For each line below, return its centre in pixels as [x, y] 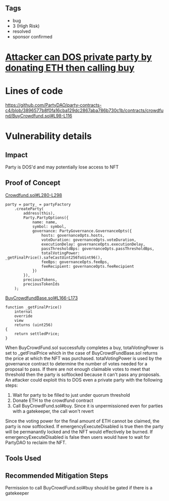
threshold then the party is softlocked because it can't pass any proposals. [83, 374]
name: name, [45, 222]
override [23, 316]
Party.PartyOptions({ [46, 218]
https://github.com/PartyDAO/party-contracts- [53, 105]
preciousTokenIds [41, 284]
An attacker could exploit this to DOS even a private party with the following [84, 380]
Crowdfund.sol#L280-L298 [34, 195]
